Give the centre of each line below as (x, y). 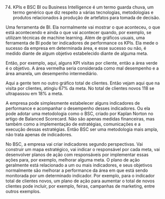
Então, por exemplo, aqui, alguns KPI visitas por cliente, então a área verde (82, 63)
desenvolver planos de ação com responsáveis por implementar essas (77, 155)
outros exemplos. (23, 191)
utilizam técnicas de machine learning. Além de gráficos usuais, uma (75, 38)
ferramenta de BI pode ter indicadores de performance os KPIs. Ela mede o (82, 43)
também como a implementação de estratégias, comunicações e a (73, 124)
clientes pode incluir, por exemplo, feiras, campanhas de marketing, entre (80, 186)
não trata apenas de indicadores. (39, 135)
